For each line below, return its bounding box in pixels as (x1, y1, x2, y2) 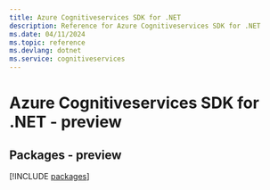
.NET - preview (9, 112, 122, 132)
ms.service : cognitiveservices (9, 54, 126, 63)
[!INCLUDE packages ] (9, 171, 90, 181)
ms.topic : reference (9, 37, 86, 47)
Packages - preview (9, 147, 122, 162)
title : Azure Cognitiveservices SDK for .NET (9, 12, 181, 22)
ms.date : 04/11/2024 (9, 29, 86, 38)
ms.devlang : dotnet (9, 46, 82, 55)
